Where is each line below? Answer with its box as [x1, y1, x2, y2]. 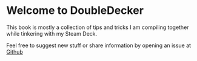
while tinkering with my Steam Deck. [6, 30, 98, 37]
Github [6, 48, 23, 55]
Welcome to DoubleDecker [6, 4, 144, 18]
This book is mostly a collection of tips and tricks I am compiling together [6, 24, 189, 31]
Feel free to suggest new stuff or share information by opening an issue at [6, 42, 192, 49]
